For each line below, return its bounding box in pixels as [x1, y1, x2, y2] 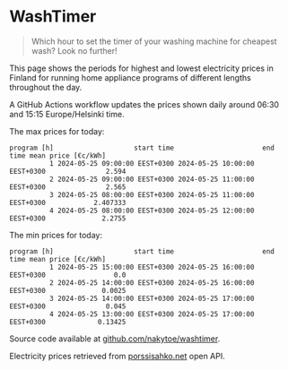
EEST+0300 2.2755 [9, 213, 127, 223]
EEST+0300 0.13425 [9, 317, 127, 326]
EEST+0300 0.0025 [9, 286, 127, 295]
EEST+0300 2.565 [9, 182, 127, 192]
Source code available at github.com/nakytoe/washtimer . [9, 333, 221, 344]
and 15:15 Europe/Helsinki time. [9, 108, 125, 119]
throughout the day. [9, 82, 83, 92]
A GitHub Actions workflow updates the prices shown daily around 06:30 [9, 99, 280, 109]
